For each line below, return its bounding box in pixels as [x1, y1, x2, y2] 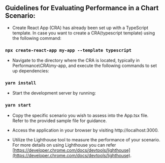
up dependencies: [12, 68, 49, 74]
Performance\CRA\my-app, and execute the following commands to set [12, 63, 157, 68]
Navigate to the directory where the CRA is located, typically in [12, 58, 140, 64]
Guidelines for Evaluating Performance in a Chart [5, 4, 159, 12]
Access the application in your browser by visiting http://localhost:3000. [12, 127, 159, 133]
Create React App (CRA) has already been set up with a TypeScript [12, 25, 149, 31]
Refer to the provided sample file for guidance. [12, 118, 107, 124]
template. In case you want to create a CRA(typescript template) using [12, 30, 155, 36]
